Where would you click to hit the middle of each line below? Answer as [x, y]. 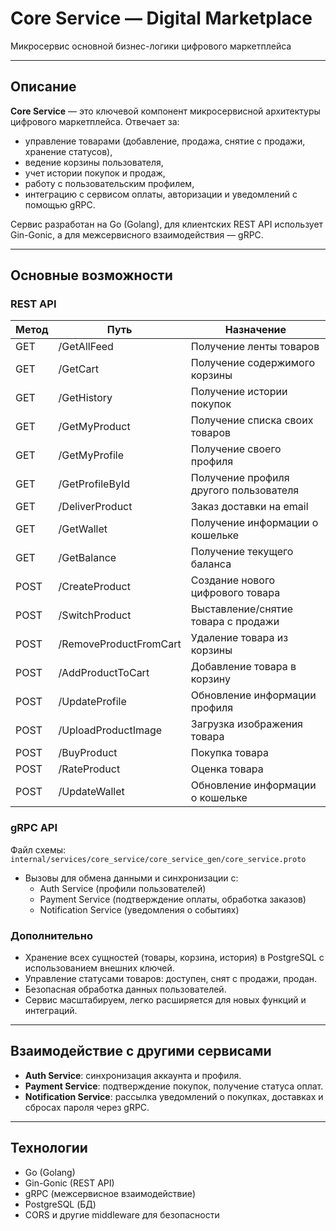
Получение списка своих [252, 420]
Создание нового [233, 580]
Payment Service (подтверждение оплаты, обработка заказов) [173, 899]
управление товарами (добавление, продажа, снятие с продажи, [165, 141]
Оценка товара [227, 769]
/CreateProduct [94, 587]
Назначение [255, 330]
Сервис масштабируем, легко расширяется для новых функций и [165, 1000]
